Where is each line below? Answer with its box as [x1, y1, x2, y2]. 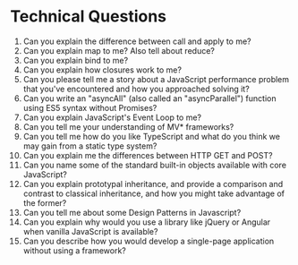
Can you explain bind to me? [22, 55, 129, 65]
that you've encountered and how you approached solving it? [22, 83, 250, 94]
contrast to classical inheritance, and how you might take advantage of [22, 188, 285, 199]
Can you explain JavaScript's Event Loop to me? [22, 112, 202, 123]
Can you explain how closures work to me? [22, 64, 183, 75]
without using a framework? [22, 244, 126, 256]
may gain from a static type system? [22, 141, 158, 151]
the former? [22, 197, 67, 208]
